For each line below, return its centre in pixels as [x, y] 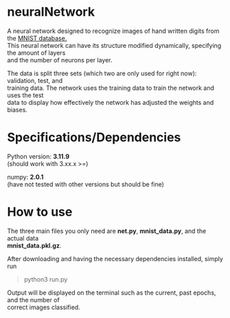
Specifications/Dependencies [94, 137]
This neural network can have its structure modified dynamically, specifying [114, 45]
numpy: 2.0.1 [25, 177]
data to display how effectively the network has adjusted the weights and [111, 102]
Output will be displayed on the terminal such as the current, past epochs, [112, 293]
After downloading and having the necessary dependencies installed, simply [115, 258]
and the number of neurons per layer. [60, 60]
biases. [17, 110]
